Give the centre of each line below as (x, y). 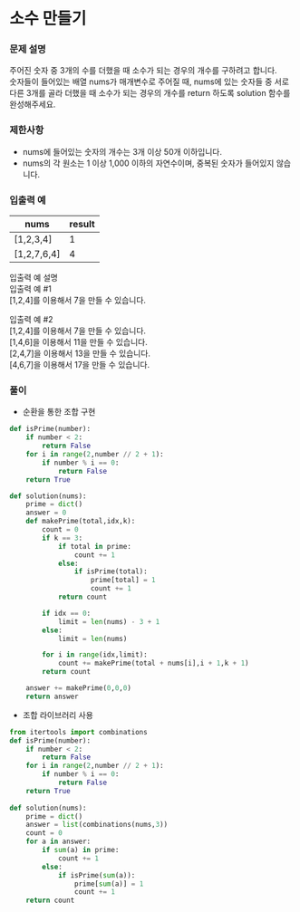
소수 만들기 (48, 19)
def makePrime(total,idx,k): (81, 522)
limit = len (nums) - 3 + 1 (109, 621)
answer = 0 (46, 513)
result (82, 225)
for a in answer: (58, 842)
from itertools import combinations (78, 732)
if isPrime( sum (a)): (97, 875)
